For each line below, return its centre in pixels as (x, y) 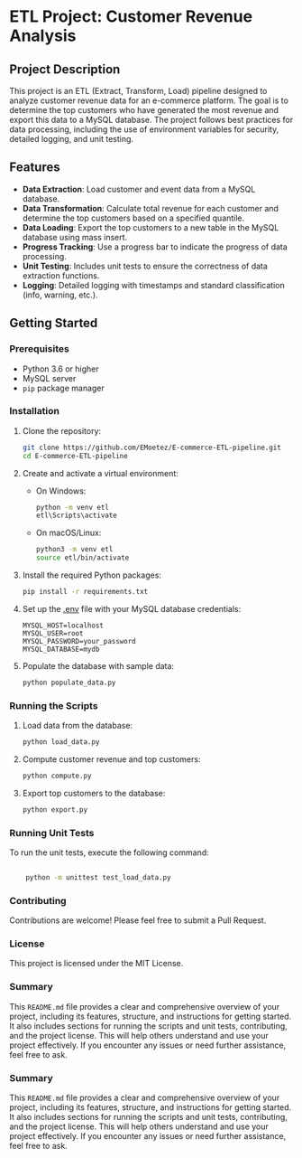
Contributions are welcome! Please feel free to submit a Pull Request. (138, 920)
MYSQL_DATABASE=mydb (61, 649)
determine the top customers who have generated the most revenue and (144, 110)
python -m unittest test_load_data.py (98, 877)
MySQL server (49, 378)
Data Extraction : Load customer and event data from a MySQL (139, 189)
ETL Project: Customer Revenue (131, 17)
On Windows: (61, 491)
